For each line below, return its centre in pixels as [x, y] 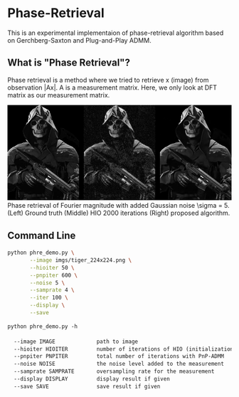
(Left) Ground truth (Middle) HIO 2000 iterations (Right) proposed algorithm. [119, 213]
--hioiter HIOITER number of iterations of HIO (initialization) [125, 349]
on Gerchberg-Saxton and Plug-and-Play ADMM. [79, 40]
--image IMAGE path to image [76, 342]
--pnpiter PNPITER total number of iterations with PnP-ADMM [119, 356]
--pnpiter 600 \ [54, 275]
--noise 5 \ [47, 282]
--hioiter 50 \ [52, 268]
